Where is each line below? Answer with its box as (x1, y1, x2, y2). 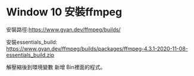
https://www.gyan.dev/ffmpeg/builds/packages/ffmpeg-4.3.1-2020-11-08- (6, 45, 189, 52)
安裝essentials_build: (6, 38, 58, 45)
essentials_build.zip (6, 51, 55, 58)
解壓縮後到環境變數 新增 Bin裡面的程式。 (6, 63, 106, 71)
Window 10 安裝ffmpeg (6, 5, 123, 19)
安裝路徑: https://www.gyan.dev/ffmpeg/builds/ (6, 26, 121, 33)
